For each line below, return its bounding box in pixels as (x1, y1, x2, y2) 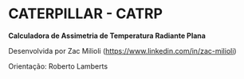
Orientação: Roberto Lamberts (8, 61, 108, 71)
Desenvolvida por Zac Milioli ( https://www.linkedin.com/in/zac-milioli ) (8, 46, 237, 55)
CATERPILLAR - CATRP (8, 5, 163, 23)
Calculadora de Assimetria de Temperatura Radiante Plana (8, 31, 206, 40)
